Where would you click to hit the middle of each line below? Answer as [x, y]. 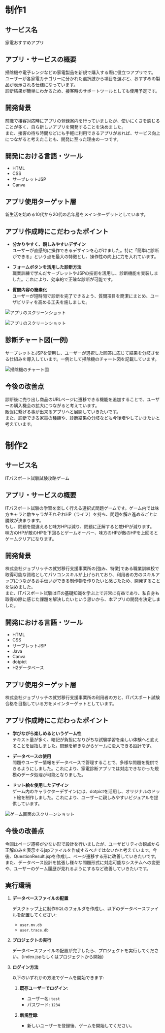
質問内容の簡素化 [30, 290]
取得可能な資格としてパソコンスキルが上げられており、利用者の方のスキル [80, 575]
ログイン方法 [25, 967]
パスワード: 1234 [44, 1005]
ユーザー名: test [43, 999]
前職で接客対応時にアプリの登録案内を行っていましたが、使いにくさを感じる [82, 121]
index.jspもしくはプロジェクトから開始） [65, 957]
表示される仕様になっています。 [46, 85]
